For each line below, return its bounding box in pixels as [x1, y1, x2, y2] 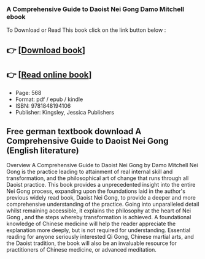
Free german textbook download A [6, 126, 142, 137]
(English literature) [6, 145, 79, 156]
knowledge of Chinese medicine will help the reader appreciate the [6, 220, 176, 228]
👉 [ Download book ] [6, 45, 86, 55]
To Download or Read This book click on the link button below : [6, 26, 166, 34]
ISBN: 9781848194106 [15, 102, 71, 109]
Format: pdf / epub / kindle [15, 96, 83, 103]
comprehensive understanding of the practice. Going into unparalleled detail [6, 201, 199, 208]
